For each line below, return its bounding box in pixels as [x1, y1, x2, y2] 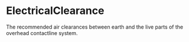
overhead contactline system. [6, 29, 78, 36]
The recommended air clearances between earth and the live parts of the [6, 23, 184, 30]
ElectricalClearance [6, 4, 104, 17]
